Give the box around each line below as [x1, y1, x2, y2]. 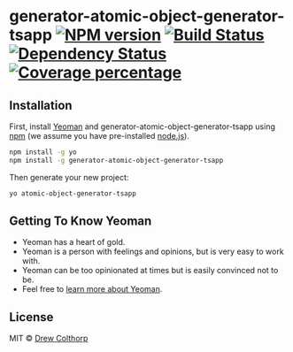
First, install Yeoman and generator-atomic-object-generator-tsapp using [9, 121, 276, 132]
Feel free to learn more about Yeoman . [21, 284, 163, 295]
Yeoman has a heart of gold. [21, 237, 126, 248]
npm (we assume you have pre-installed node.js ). [9, 131, 190, 141]
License [9, 310, 54, 325]
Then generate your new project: [9, 172, 129, 182]
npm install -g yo [9, 148, 77, 157]
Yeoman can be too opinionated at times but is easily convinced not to [21, 265, 279, 276]
